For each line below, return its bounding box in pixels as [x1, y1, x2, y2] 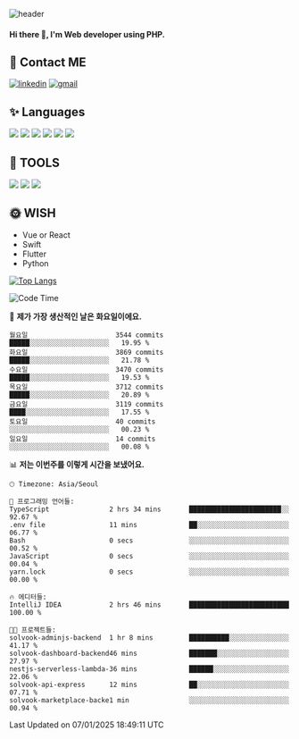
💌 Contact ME [9, 55, 87, 70]
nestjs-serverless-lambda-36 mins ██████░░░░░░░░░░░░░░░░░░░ [9, 664, 290, 674]
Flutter [21, 248, 47, 259]
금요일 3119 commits [9, 399, 164, 408]
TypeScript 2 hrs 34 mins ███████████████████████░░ [9, 505, 290, 514]
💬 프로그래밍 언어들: [9, 497, 75, 506]
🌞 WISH [9, 206, 56, 221]
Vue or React [21, 229, 71, 240]
